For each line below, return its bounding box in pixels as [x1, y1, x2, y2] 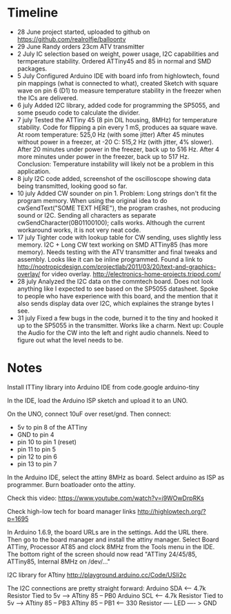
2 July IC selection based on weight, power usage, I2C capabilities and [17, 50, 219, 58]
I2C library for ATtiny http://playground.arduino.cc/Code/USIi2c [7, 570, 187, 579]
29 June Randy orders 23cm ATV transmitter [17, 42, 145, 50]
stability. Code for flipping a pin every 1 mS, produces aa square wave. [17, 123, 218, 131]
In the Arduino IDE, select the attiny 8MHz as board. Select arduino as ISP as [7, 473, 225, 481]
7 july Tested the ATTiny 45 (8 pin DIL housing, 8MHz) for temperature [17, 115, 218, 124]
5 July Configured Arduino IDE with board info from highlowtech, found [17, 71, 219, 80]
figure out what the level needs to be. [17, 336, 124, 344]
